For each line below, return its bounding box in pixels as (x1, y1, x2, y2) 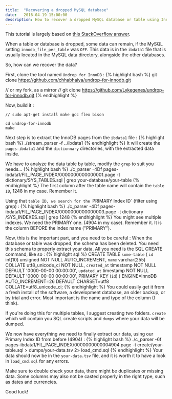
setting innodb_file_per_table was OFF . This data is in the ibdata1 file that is (5, 47, 166, 53)
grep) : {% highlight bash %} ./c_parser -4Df (5, 203, 99, 210)
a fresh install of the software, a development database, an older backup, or (5, 290, 165, 296)
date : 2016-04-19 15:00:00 (5, 12, 68, 17)
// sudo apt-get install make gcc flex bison (5, 112, 104, 118)
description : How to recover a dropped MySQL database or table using (5, 17, 159, 22)
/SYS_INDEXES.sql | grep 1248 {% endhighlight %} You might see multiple (5, 214, 162, 220)
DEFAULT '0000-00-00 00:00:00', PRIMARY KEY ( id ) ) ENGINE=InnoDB (5, 273, 157, 279)
